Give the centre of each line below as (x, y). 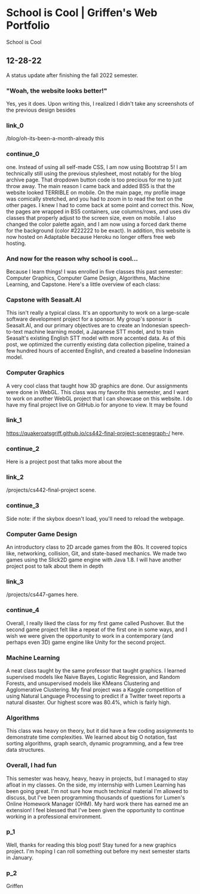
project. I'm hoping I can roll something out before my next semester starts (98, 851)
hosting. (16, 243)
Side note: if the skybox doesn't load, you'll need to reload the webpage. (96, 518)
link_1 (14, 420)
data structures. (26, 750)
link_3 (15, 581)
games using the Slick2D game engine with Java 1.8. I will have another (94, 560)
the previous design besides (41, 110)
